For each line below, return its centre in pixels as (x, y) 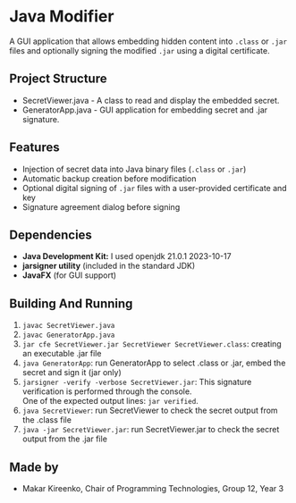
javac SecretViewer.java (68, 326)
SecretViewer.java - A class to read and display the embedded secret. (151, 100)
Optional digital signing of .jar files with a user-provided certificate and (155, 188)
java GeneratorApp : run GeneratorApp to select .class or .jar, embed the (154, 363)
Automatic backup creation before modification (109, 178)
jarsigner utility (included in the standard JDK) (108, 266)
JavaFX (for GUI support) (69, 275)
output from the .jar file (64, 439)
